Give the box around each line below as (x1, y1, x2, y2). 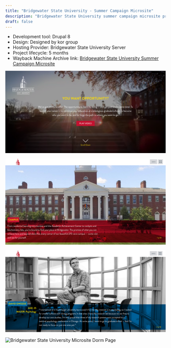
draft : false (5, 19, 33, 24)
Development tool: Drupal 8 (12, 34, 70, 40)
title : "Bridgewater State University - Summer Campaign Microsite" (5, 8, 154, 13)
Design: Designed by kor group (12, 39, 78, 45)
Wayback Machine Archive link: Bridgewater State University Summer (12, 55, 159, 61)
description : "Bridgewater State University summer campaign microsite (5, 13, 160, 19)
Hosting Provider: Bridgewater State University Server (12, 44, 126, 51)
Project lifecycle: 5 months (12, 50, 69, 56)
